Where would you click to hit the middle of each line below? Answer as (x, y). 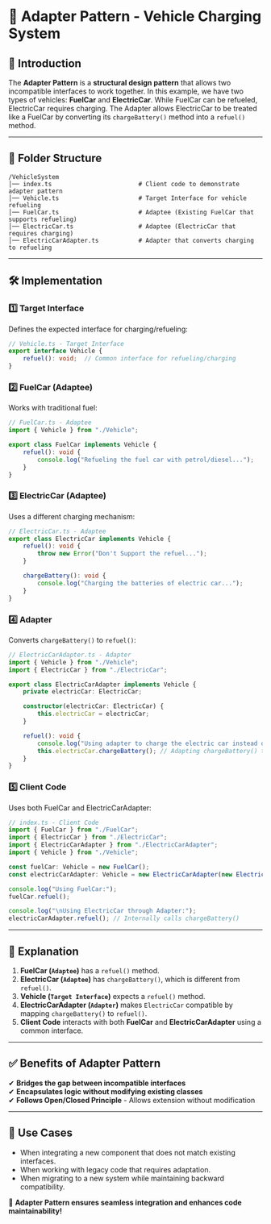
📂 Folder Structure (55, 158)
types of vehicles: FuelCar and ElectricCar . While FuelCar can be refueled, (133, 100)
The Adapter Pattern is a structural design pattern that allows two (120, 83)
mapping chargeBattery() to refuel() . (83, 1014)
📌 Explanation (44, 951)
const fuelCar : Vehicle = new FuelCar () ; (79, 867)
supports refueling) (43, 219)
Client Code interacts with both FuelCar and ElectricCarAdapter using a (141, 1022)
